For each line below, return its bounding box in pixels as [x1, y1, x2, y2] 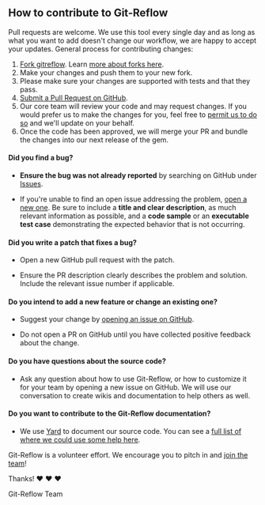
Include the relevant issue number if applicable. [19, 279, 175, 288]
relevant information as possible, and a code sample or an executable [19, 211, 249, 220]
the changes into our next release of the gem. [19, 134, 168, 145]
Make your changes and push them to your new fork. [19, 67, 193, 77]
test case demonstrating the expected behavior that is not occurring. [19, 220, 245, 229]
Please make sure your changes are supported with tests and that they [19, 76, 251, 85]
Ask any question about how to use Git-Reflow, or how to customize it [19, 374, 247, 383]
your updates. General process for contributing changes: [8, 43, 194, 54]
